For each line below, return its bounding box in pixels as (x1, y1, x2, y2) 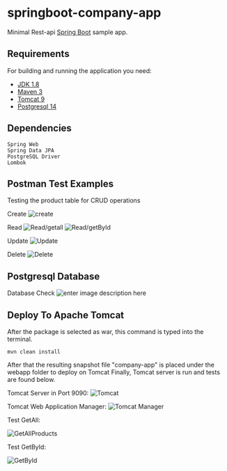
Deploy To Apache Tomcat (7, 309, 125, 321)
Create (7, 210, 27, 218)
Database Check (7, 289, 55, 297)
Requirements (7, 48, 70, 60)
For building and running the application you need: (7, 66, 152, 74)
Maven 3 (17, 87, 43, 95)
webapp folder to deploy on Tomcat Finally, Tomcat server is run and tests (7, 368, 221, 376)
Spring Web (7, 141, 39, 147)
